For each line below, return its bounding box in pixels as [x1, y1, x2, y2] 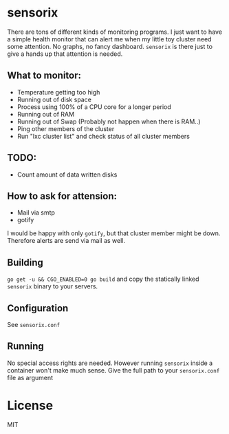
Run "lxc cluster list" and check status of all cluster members [17, 132, 190, 140]
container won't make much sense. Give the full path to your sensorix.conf [7, 366, 220, 374]
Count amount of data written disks [17, 170, 118, 179]
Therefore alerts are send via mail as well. [7, 237, 126, 245]
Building [7, 257, 43, 268]
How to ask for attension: [7, 190, 118, 201]
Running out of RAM [17, 110, 74, 118]
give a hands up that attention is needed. [7, 50, 123, 58]
